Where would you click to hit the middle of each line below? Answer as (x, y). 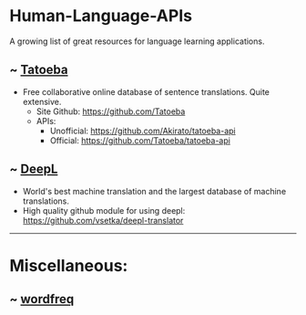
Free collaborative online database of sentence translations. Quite (146, 91)
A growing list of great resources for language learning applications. (137, 41)
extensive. (42, 101)
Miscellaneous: (69, 265)
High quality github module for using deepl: (104, 210)
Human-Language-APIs (101, 16)
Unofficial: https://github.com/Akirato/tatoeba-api (143, 131)
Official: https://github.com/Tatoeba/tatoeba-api (140, 140)
